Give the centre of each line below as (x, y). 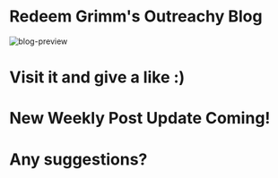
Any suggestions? (78, 159)
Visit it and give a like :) (97, 77)
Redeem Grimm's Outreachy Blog (136, 17)
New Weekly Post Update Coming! (140, 119)
